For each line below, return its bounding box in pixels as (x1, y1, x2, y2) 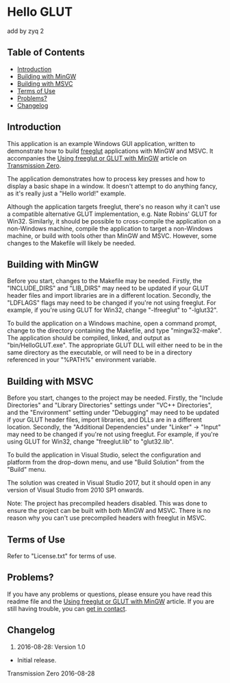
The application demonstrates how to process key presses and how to (7, 174, 205, 182)
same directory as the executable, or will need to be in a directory (7, 348, 192, 357)
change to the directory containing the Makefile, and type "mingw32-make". (7, 326, 222, 335)
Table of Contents (7, 47, 86, 58)
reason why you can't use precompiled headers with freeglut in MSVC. (7, 514, 207, 522)
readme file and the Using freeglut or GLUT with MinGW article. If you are (7, 597, 214, 606)
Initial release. (16, 656, 57, 664)
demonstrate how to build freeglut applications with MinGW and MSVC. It (7, 147, 214, 155)
